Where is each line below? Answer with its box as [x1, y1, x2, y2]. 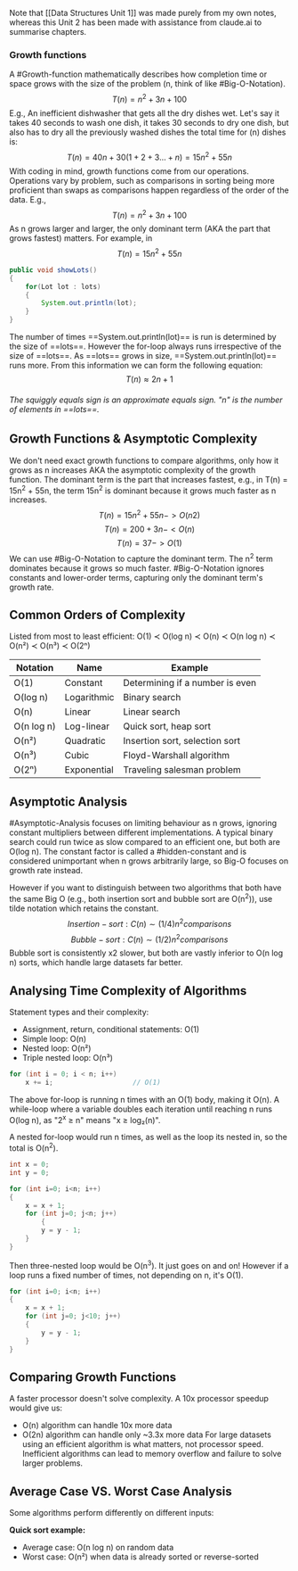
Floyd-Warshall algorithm [123, 749, 230, 762]
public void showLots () [9, 265, 98, 275]
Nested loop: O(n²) [21, 1043, 92, 1054]
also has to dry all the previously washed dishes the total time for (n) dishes [9, 127, 286, 137]
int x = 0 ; [9, 1160, 50, 1170]
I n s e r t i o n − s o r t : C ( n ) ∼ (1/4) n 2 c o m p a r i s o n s [67, 916, 232, 929]
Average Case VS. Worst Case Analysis [9, 1484, 233, 1499]
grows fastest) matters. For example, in [9, 233, 153, 244]
